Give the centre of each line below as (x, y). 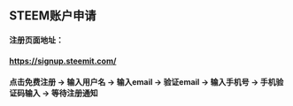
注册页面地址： (36, 40)
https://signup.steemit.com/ (63, 61)
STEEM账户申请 (53, 16)
